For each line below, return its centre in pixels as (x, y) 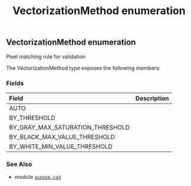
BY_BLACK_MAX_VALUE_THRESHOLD (62, 137)
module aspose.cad (38, 177)
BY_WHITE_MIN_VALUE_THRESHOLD (61, 147)
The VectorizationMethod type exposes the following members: (83, 68)
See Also (19, 164)
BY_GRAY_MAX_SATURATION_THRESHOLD (70, 127)
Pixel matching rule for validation (46, 57)
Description (152, 98)
